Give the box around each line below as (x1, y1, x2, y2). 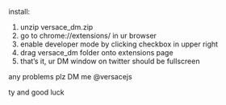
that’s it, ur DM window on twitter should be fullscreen (19, 56, 200, 66)
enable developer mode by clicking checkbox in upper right (19, 39, 219, 49)
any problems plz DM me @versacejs (8, 72, 132, 81)
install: (8, 7, 31, 16)
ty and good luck (8, 87, 65, 97)
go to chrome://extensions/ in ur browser (19, 31, 157, 40)
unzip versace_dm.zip (19, 22, 94, 31)
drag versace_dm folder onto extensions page (19, 48, 174, 57)
